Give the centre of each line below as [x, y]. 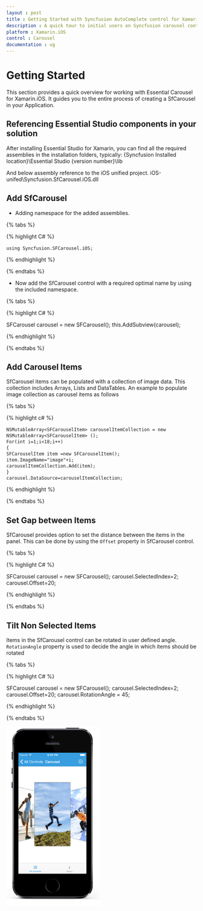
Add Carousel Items [44, 367]
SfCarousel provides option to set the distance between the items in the [95, 535]
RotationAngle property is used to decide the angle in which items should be [101, 646]
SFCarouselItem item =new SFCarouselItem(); [63, 454]
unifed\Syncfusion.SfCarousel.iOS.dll [52, 179]
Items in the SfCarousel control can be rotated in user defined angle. [92, 640]
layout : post [24, 13]
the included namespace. [47, 289]
